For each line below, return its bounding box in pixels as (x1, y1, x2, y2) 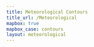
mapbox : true (6, 20, 39, 26)
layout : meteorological (6, 32, 67, 38)
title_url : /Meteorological (6, 15, 78, 21)
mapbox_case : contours (6, 26, 64, 32)
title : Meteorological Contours (6, 9, 88, 15)
